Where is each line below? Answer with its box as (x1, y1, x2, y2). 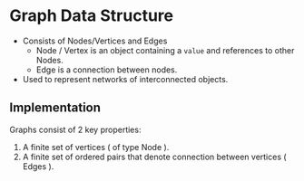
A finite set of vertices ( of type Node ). (22, 141, 170, 152)
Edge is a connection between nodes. (35, 64, 178, 75)
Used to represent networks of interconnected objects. (22, 73, 229, 84)
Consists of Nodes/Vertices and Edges (22, 35, 168, 46)
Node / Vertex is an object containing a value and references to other (35, 44, 295, 55)
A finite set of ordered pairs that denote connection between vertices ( (22, 151, 288, 162)
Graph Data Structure (9, 5, 174, 26)
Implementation (9, 100, 102, 116)
